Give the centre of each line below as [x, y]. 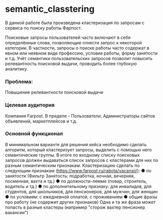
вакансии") [17, 212]
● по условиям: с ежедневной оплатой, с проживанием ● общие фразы [81, 197]
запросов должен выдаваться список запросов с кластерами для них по [82, 160]
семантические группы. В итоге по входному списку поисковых [72, 155]
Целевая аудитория [30, 105]
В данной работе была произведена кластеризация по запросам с [75, 23]
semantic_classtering [50, 9]
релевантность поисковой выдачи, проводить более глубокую [71, 63]
